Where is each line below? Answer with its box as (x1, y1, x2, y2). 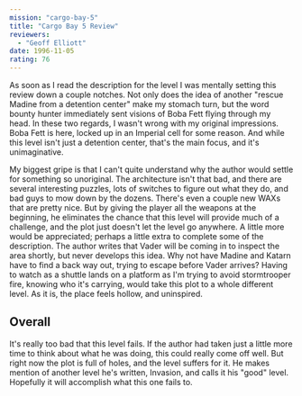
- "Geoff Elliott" (17, 38, 87, 48)
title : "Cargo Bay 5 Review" (9, 22, 119, 31)
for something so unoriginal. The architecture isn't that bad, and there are (9, 174, 282, 184)
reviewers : (9, 30, 50, 39)
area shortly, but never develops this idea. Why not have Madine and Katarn (9, 250, 291, 261)
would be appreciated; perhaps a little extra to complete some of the (9, 231, 264, 241)
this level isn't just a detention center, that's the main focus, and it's (9, 137, 260, 148)
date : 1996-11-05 (9, 47, 75, 56)
